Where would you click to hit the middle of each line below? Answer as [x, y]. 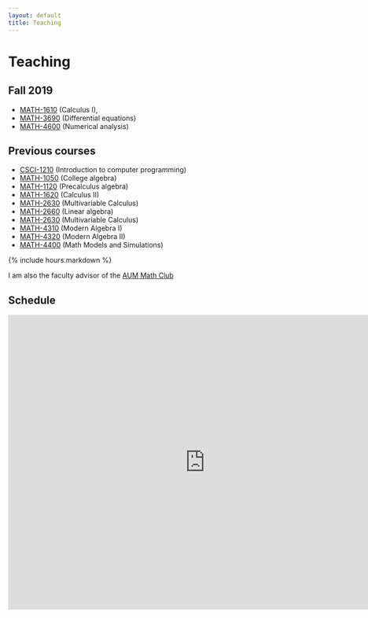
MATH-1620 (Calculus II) [59, 195]
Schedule [32, 300]
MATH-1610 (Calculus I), [59, 109]
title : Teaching [35, 23]
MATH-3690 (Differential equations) [78, 118]
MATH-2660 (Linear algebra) [66, 212]
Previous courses [52, 151]
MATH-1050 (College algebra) [68, 178]
